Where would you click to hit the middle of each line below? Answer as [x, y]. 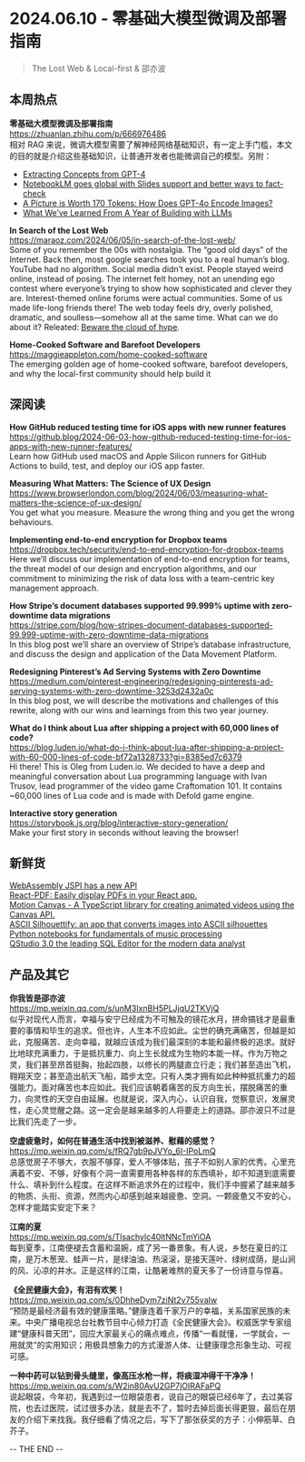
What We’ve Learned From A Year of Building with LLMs [128, 212]
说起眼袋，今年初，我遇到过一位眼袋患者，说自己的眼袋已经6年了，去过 [143, 1396]
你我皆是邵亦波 [37, 998]
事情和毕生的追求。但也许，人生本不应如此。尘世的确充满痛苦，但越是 [156, 1031]
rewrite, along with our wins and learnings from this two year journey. [139, 710]
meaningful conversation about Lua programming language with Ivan [138, 776]
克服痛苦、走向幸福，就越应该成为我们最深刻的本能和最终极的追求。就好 [160, 1042]
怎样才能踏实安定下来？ [53, 1207]
